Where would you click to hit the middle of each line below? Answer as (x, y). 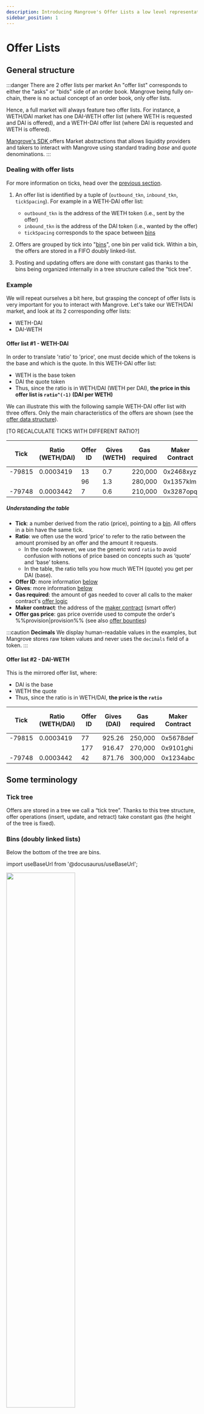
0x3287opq (180, 491)
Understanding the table (38, 508)
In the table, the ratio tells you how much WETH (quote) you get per (108, 569)
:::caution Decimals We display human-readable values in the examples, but (101, 632)
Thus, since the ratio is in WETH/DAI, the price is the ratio (89, 698)
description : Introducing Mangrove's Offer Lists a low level (87, 12)
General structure (40, 70)
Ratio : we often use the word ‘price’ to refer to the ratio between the (100, 537)
